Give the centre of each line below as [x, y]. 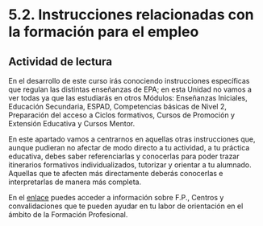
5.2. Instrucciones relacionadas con [131, 15]
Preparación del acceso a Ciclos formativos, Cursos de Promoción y [122, 115]
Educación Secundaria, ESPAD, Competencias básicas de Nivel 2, [118, 107]
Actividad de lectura [61, 62]
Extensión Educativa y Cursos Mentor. [72, 123]
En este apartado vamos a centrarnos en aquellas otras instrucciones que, [132, 139]
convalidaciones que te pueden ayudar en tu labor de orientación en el [126, 206]
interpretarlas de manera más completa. [75, 182]
